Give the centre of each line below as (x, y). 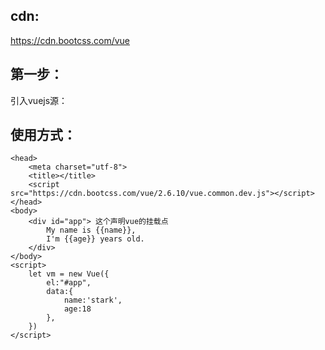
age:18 (77, 309)
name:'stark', (93, 300)
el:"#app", (69, 283)
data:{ (60, 292)
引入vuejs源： (39, 100)
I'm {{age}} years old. (95, 239)
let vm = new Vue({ (69, 274)
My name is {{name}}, (91, 230)
